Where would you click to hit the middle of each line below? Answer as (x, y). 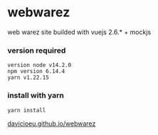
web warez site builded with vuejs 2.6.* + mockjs (79, 32)
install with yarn (36, 95)
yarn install (27, 110)
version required (37, 50)
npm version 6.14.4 (36, 72)
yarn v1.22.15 (28, 78)
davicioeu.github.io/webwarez (52, 124)
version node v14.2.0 (39, 65)
